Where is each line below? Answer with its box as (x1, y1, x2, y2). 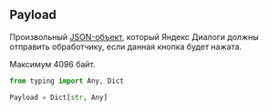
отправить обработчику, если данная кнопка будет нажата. (9, 41, 242, 52)
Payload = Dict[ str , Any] (9, 93, 108, 102)
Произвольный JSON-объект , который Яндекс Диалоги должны (9, 31, 260, 42)
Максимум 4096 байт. (9, 58, 96, 69)
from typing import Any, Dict (9, 76, 125, 86)
